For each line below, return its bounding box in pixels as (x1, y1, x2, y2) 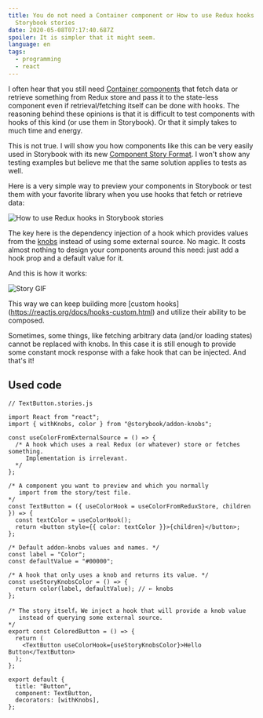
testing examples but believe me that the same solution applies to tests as (8, 158, 247, 167)
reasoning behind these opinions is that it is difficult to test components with (8, 109, 255, 118)
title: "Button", (15, 682, 72, 691)
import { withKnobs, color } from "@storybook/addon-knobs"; (8, 420, 213, 428)
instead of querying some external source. (18, 614, 163, 621)
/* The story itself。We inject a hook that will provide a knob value (8, 607, 247, 614)
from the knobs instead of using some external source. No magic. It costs (8, 236, 246, 246)
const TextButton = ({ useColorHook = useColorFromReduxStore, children (8, 502, 251, 510)
